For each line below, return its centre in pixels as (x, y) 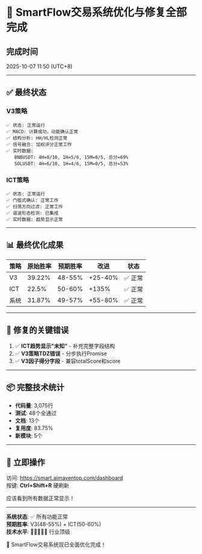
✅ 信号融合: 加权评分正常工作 (39, 144)
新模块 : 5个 (29, 436)
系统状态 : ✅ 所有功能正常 (37, 517)
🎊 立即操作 (26, 462)
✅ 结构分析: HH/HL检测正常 (37, 138)
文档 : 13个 (27, 421)
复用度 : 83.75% (34, 428)
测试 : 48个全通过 (36, 413)
